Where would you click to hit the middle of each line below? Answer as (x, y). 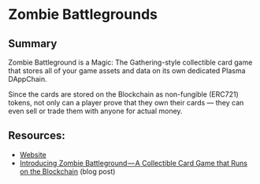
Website (33, 154)
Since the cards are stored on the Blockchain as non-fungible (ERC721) (123, 94)
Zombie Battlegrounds (83, 15)
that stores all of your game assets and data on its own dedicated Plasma (127, 71)
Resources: (37, 136)
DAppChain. (28, 79)
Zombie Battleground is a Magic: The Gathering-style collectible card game (130, 62)
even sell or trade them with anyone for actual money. (95, 111)
